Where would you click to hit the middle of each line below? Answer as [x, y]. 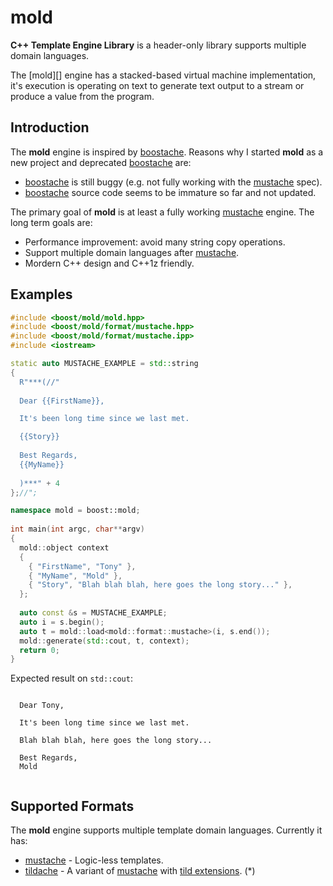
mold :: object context [64, 547]
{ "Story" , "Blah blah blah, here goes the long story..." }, [160, 585]
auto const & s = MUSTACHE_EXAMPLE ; [93, 613]
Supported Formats [72, 806]
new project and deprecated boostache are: [101, 162]
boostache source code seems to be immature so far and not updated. [170, 192]
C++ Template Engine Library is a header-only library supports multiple [158, 45]
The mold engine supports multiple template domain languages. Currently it [166, 830]
